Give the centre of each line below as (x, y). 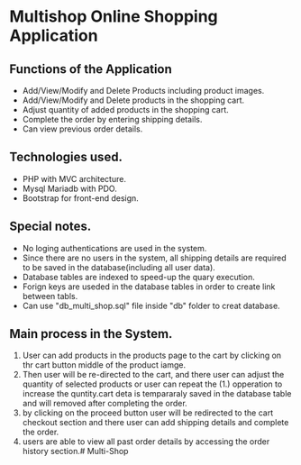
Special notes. (50, 227)
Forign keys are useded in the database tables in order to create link (149, 287)
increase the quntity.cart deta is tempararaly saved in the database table (157, 394)
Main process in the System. (91, 334)
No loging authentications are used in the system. (114, 248)
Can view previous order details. (82, 129)
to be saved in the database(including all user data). (119, 267)
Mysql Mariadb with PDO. (69, 188)
